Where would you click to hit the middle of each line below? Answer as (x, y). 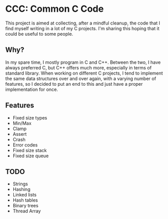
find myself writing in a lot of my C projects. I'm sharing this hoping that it (82, 28)
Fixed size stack (30, 150)
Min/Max (22, 123)
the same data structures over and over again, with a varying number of (81, 78)
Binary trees (26, 206)
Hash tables (25, 200)
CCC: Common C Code (54, 9)
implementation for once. (32, 89)
